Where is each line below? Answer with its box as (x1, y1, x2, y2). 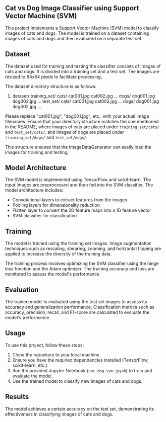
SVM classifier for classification (12, 213, 77, 219)
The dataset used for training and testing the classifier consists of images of (5, 63, 161, 69)
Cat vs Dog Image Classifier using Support (5, 4, 139, 12)
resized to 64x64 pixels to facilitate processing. (5, 74, 103, 80)
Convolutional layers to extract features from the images (12, 197, 127, 203)
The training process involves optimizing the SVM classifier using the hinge (5, 260, 159, 266)
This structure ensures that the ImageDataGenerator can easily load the (5, 144, 152, 150)
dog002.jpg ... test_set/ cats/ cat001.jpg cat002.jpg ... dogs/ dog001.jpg (12, 98, 160, 104)
